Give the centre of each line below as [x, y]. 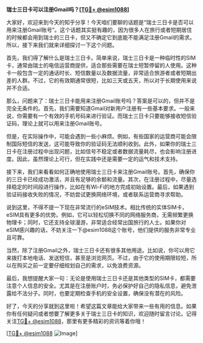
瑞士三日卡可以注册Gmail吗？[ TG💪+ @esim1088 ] [68, 9]
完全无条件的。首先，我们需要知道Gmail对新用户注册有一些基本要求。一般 [98, 108]
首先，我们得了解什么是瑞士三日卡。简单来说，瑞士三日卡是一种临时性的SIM [101, 58]
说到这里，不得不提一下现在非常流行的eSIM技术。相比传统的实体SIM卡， [97, 207]
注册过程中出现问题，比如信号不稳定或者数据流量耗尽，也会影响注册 [107, 151]
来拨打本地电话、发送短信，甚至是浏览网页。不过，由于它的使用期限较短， [99, 258]
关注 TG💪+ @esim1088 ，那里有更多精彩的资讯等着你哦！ [76, 321]
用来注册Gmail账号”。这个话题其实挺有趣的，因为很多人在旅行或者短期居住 [99, 30]
